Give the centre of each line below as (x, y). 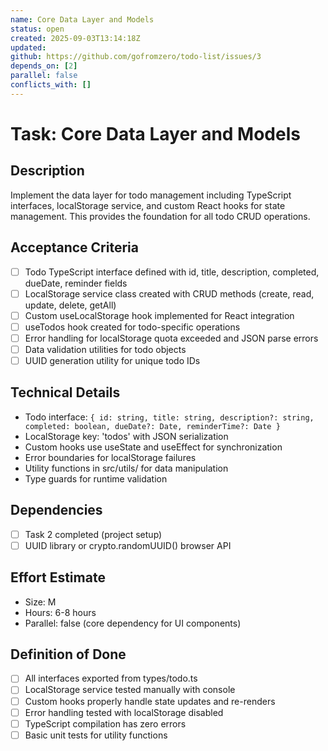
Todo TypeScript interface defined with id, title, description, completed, (172, 272)
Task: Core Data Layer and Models (155, 133)
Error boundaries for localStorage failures (110, 457)
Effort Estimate (58, 577)
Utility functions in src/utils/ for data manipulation (126, 468)
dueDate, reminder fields (76, 283)
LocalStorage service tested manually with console (130, 690)
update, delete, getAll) (70, 305)
